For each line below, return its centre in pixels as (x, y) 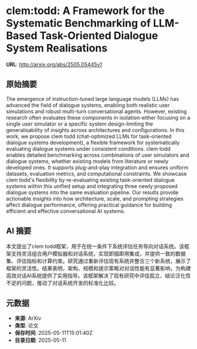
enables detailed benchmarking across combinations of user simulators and (98, 155)
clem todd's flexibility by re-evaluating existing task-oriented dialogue (90, 179)
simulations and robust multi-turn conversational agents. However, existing (96, 111)
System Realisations (57, 48)
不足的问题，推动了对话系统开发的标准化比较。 (62, 283)
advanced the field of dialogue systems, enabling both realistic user (88, 105)
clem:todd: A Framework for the (86, 11)
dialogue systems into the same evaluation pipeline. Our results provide (92, 192)
